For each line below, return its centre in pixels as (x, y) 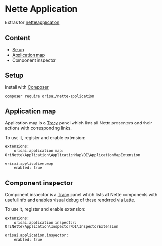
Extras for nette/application (32, 22)
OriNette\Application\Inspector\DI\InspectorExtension (62, 227)
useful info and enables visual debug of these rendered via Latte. (70, 200)
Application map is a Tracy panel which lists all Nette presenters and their (79, 123)
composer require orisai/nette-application (50, 96)
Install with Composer (27, 87)
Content (18, 38)
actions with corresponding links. (38, 128)
